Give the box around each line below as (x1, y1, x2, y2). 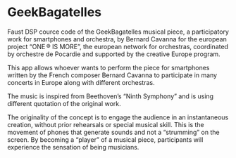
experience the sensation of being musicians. (7, 143, 139, 151)
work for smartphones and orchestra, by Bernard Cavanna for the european (7, 34, 227, 43)
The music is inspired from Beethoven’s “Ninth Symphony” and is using (7, 92, 213, 100)
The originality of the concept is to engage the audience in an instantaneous (7, 113, 229, 121)
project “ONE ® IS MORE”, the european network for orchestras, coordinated (7, 42, 229, 51)
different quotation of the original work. (7, 99, 121, 107)
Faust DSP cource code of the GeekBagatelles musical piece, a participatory (7, 27, 229, 36)
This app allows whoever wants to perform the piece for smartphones (7, 63, 210, 72)
